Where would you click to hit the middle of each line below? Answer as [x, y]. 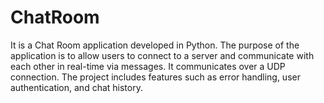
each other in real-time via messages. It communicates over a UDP [148, 66]
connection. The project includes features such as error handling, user [155, 77]
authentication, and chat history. [76, 87]
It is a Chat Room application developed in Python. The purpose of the [155, 45]
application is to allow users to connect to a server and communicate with [162, 55]
